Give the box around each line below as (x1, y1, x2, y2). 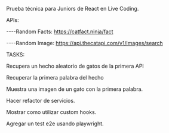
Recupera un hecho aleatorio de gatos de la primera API (6, 62, 145, 69)
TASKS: (6, 51, 25, 58)
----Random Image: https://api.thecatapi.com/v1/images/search (6, 40, 163, 46)
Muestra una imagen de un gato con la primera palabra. (6, 85, 143, 93)
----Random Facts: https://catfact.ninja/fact (6, 28, 113, 35)
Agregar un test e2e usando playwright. (6, 120, 104, 127)
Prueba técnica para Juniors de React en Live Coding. (6, 5, 139, 12)
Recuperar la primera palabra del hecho (6, 74, 105, 81)
